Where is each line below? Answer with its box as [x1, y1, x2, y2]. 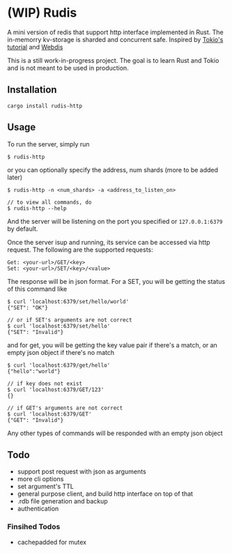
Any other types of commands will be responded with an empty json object [7, 429, 223, 437]
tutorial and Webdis [7, 43, 63, 51]
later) [7, 173, 23, 181]
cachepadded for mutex [17, 538, 87, 546]
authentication [17, 504, 59, 513]
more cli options [17, 475, 64, 483]
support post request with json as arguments [17, 467, 146, 476]
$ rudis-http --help [7, 204, 68, 212]
